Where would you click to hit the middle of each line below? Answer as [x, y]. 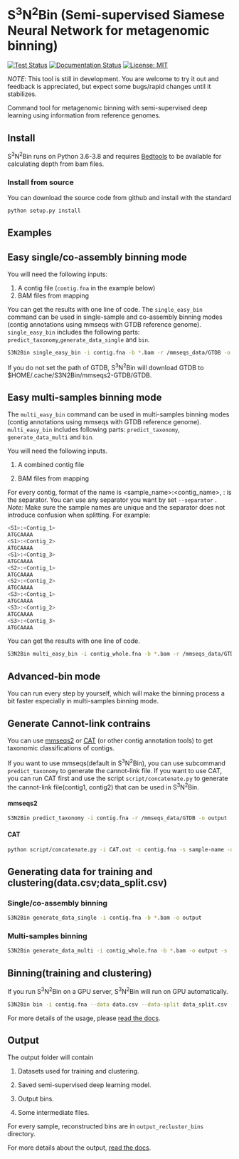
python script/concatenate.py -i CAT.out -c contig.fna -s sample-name [116, 849]
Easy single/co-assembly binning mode [97, 257]
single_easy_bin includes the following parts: [74, 332]
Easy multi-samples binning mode [85, 398]
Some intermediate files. [53, 1113]
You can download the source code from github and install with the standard [119, 198]
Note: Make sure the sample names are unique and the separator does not [116, 508]
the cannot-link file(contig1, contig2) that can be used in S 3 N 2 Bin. [103, 786]
